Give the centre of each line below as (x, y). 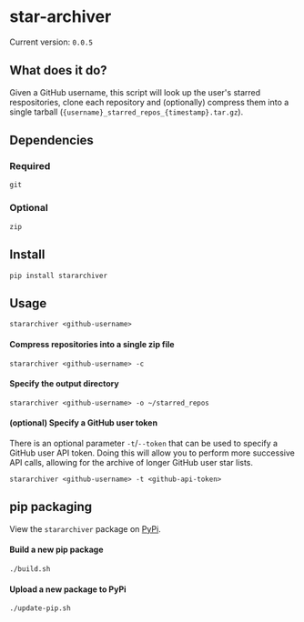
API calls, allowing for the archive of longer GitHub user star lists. (131, 462)
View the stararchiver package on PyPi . (85, 528)
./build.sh (30, 569)
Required (30, 166)
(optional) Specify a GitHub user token (83, 423)
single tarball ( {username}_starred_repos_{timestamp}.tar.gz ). (127, 112)
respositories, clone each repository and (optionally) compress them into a (149, 102)
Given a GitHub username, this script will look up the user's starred (135, 92)
